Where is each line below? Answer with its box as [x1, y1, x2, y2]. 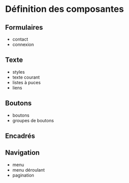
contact [12, 36, 28, 42]
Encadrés [5, 132, 36, 140]
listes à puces [12, 79, 41, 85]
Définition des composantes [5, 3, 124, 15]
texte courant [12, 74, 40, 80]
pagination [12, 172, 35, 178]
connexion [12, 42, 34, 47]
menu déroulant [12, 167, 45, 173]
